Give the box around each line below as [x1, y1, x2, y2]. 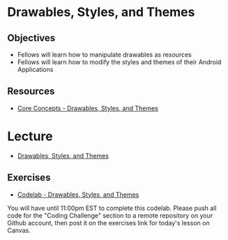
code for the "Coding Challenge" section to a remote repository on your [7, 211, 213, 220]
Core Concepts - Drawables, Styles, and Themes [17, 104, 158, 112]
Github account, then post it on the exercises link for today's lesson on [7, 218, 211, 227]
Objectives [7, 32, 56, 44]
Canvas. [7, 226, 31, 234]
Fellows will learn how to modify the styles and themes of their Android [17, 58, 222, 66]
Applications [17, 66, 54, 73]
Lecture [7, 128, 54, 144]
